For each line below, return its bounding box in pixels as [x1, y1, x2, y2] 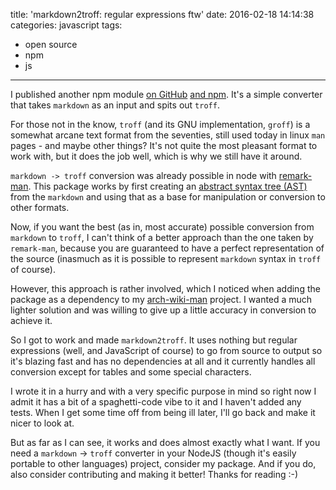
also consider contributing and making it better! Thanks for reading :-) [10, 469, 299, 480]
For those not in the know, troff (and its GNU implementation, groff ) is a [10, 119, 311, 130]
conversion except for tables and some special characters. [10, 366, 252, 378]
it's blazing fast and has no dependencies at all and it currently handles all [10, 355, 316, 367]
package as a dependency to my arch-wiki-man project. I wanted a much [10, 294, 313, 305]
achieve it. [10, 315, 53, 326]
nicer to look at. [10, 417, 75, 429]
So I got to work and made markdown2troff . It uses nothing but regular [10, 334, 298, 346]
